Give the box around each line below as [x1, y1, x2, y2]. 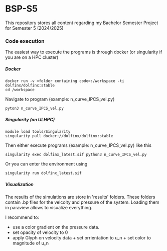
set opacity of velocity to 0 [12, 229, 68, 235]
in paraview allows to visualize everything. [5, 205, 93, 211]
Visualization [5, 181, 34, 187]
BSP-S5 [5, 3, 38, 15]
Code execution [5, 37, 45, 44]
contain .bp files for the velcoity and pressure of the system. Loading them [5, 199, 159, 205]
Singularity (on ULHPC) [5, 116, 55, 122]
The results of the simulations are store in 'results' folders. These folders [5, 194, 155, 200]
